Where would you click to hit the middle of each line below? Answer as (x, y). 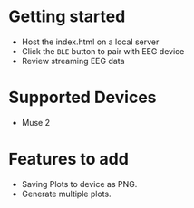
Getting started (67, 17)
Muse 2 (36, 122)
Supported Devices (82, 98)
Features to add (68, 159)
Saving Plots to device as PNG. (79, 184)
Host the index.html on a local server (90, 42)
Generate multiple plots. (66, 194)
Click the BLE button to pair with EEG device (103, 51)
